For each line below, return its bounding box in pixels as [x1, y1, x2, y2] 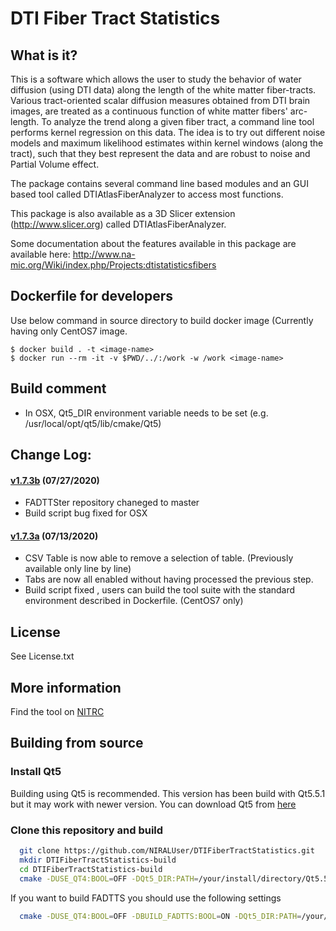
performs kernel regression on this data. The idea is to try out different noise [10, 127, 326, 138]
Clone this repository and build [10, 823, 164, 837]
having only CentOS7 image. [10, 325, 128, 337]
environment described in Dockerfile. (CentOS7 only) [24, 595, 244, 607]
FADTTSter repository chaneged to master [24, 497, 200, 509]
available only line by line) [24, 563, 132, 575]
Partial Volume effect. [10, 158, 100, 170]
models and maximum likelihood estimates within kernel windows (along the [10, 137, 324, 149]
